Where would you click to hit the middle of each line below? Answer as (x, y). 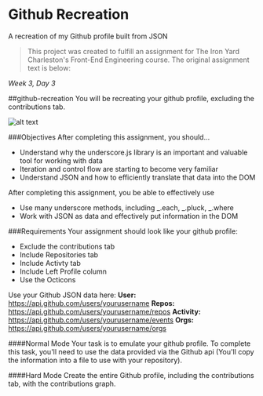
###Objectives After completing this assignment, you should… (109, 137)
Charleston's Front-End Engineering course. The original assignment (138, 60)
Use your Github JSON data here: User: (72, 295)
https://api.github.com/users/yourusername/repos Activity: (105, 311)
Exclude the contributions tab (67, 246)
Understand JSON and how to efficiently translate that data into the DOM (137, 177)
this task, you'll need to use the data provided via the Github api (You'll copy (131, 351)
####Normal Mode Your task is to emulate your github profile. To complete (130, 343)
